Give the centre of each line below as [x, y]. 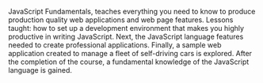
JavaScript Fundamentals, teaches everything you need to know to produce [132, 11]
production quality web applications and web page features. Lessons [121, 20]
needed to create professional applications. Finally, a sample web [115, 45]
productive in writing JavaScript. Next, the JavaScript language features [126, 36]
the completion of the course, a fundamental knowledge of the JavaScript [129, 62]
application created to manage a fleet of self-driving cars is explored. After [130, 53]
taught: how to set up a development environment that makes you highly [126, 28]
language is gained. [40, 70]
